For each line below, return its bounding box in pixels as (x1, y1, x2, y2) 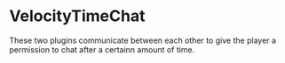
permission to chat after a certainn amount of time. (9, 44, 195, 54)
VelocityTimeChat (9, 6, 146, 26)
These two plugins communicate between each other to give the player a (9, 35, 277, 45)
